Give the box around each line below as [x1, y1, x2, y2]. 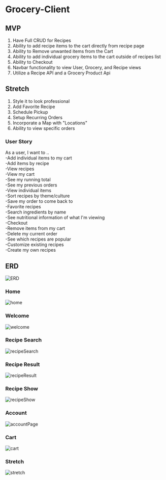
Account [5, 409, 27, 416]
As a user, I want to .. [5, 149, 49, 156]
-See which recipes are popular [5, 236, 72, 243]
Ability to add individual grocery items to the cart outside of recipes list [12, 54, 161, 60]
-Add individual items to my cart [5, 155, 72, 161]
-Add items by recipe [5, 161, 49, 167]
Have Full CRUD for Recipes [12, 37, 71, 43]
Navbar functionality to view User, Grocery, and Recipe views [12, 65, 141, 70]
